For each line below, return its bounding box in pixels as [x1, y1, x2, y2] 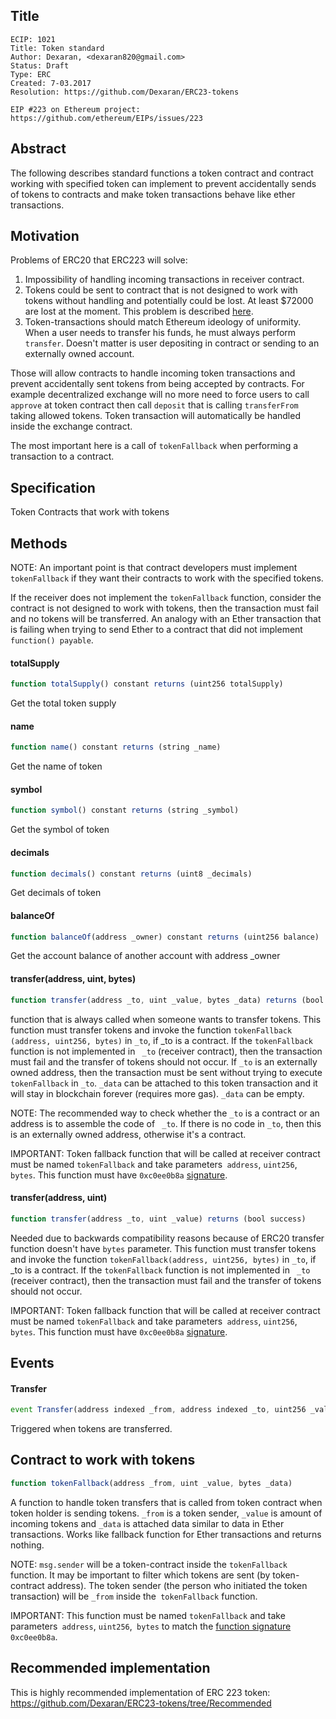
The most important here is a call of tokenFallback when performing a [10, 440, 299, 452]
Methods [10, 535, 68, 552]
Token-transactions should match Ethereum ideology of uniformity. [24, 316, 302, 328]
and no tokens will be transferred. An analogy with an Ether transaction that [10, 613, 322, 625]
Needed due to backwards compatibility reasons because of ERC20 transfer [10, 1232, 325, 1244]
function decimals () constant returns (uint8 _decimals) [10, 869, 253, 879]
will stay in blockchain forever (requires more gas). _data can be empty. [10, 1087, 305, 1099]
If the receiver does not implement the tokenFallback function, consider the [10, 592, 322, 604]
